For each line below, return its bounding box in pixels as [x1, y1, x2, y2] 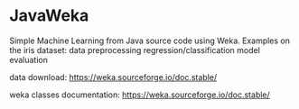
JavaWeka [9, 5, 89, 26]
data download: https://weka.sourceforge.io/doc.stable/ [9, 71, 218, 82]
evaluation [9, 54, 48, 65]
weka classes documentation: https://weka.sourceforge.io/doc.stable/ [9, 89, 271, 100]
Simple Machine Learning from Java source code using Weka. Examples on [9, 35, 291, 46]
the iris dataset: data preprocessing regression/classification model [9, 44, 260, 55]
